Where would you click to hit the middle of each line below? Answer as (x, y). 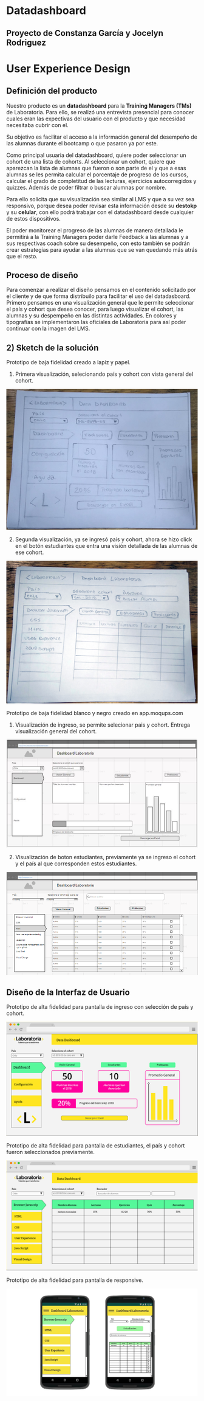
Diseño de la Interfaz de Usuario (68, 992)
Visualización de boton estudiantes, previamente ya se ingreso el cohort (105, 857)
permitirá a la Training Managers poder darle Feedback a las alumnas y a (97, 237)
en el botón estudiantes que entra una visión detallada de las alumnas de (106, 545)
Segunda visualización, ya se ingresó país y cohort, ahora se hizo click (104, 539)
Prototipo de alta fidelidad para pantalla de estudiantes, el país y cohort (96, 1146)
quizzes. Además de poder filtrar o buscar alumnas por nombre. (87, 187)
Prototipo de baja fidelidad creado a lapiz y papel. (68, 362)
